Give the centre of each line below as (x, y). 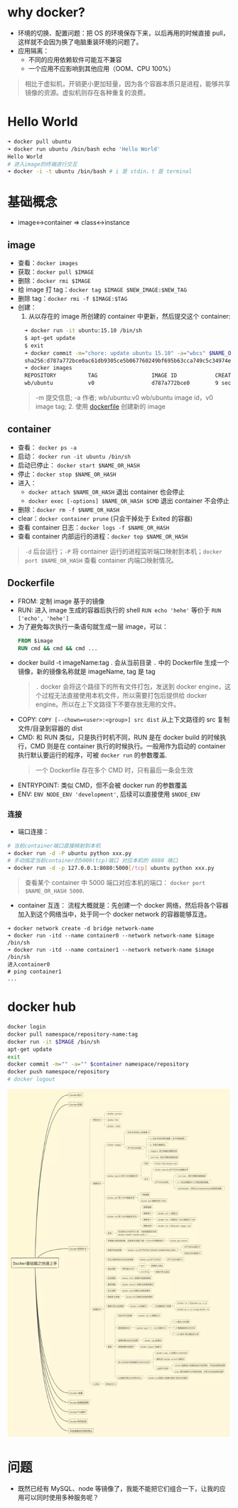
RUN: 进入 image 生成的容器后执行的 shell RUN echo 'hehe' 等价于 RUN (119, 610)
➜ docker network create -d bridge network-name (81, 929)
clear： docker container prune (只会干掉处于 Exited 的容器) (105, 518)
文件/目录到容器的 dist (50, 728)
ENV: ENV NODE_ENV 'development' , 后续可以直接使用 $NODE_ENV (109, 795)
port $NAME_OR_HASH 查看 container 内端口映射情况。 (101, 560)
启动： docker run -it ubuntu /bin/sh (74, 456)
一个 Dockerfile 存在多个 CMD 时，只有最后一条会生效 (114, 770)
